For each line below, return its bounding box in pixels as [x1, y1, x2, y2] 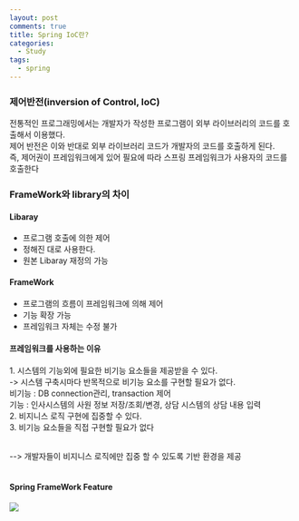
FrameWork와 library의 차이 [9, 188, 130, 201]
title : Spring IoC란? [9, 30, 89, 39]
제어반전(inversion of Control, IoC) [9, 95, 160, 108]
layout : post [9, 13, 59, 23]
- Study [17, 47, 47, 56]
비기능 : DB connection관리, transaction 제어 [9, 388, 171, 398]
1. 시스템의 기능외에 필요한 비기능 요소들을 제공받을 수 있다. [9, 365, 218, 376]
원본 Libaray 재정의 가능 [22, 255, 109, 266]
